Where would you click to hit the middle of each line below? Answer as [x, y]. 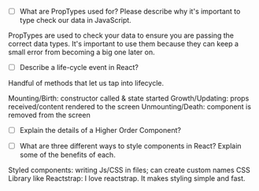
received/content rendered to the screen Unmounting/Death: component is [130, 107]
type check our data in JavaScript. [75, 20]
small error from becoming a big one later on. [81, 52]
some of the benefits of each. [67, 155]
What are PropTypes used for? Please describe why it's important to [130, 11]
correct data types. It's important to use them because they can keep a [123, 44]
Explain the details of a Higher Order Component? [100, 130]
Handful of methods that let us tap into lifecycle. [86, 83]
